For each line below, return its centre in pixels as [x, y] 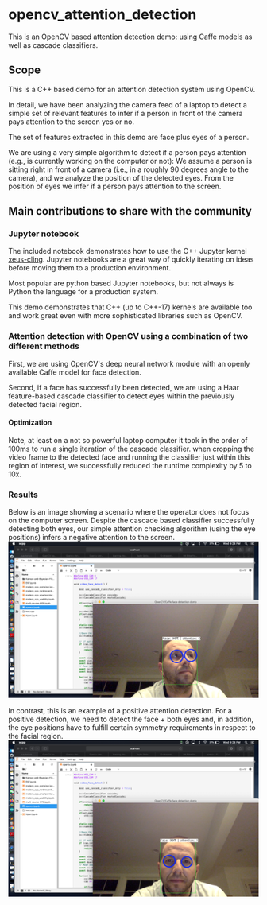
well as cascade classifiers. [53, 45]
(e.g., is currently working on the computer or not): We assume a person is [130, 161]
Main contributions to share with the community [130, 211]
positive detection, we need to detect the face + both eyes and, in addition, [131, 719]
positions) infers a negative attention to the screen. [92, 538]
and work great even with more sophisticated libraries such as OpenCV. [126, 316]
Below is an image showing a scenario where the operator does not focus [129, 512]
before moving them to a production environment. [90, 268]
